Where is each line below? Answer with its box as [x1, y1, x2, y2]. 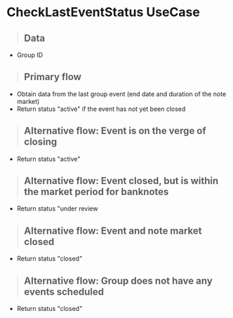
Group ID [16, 51, 44, 59]
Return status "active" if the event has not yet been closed [16, 105, 186, 113]
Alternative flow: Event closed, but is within [23, 175, 219, 187]
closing [23, 136, 58, 148]
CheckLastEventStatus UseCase [6, 4, 201, 20]
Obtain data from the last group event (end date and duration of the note [16, 89, 227, 98]
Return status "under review [16, 204, 98, 213]
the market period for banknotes [23, 186, 169, 198]
